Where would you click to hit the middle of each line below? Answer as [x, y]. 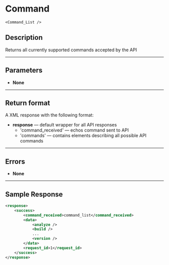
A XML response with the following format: [50, 115]
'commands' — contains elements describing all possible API [83, 136]
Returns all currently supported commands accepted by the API [71, 50]
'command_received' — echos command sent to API [74, 130]
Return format [28, 103]
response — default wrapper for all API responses [65, 125]
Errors [15, 161]
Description [24, 38]
